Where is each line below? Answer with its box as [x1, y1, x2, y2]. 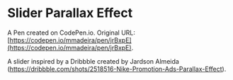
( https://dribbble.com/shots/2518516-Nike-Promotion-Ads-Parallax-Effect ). [7, 64, 227, 73]
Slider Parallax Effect [7, 5, 133, 21]
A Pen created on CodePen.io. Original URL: [7, 28, 136, 37]
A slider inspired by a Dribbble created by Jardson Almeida [7, 57, 179, 65]
